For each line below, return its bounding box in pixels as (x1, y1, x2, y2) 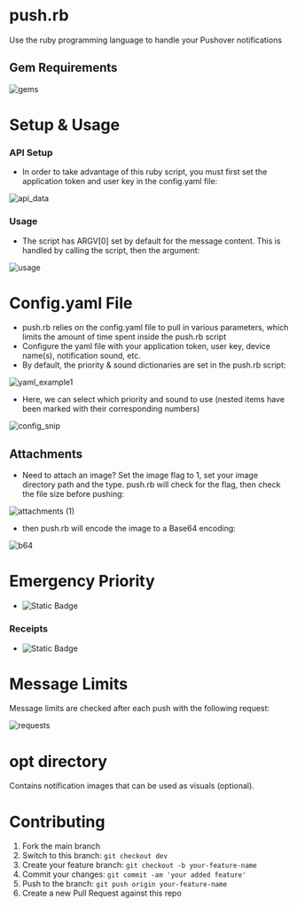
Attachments (9, 446, 83, 461)
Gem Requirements (9, 60, 118, 75)
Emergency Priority (9, 571, 155, 592)
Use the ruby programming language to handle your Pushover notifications (9, 35, 282, 45)
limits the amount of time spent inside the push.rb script (21, 331, 227, 342)
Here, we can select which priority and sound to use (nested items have (21, 394, 285, 405)
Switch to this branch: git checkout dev (21, 850, 168, 861)
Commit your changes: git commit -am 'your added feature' (21, 869, 246, 880)
